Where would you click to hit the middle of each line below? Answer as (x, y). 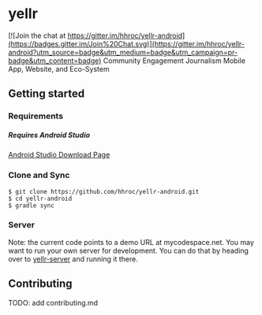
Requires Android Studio (49, 135)
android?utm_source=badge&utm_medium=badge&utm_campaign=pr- (123, 52)
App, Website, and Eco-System (59, 69)
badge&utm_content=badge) (55, 61)
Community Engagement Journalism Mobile (174, 61)
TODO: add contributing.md (53, 302)
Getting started (47, 94)
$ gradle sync (32, 206)
